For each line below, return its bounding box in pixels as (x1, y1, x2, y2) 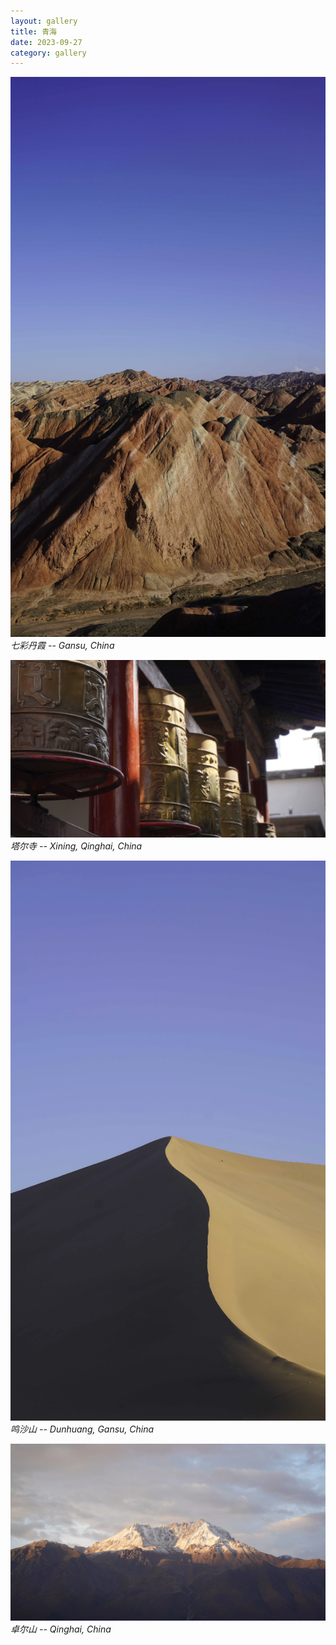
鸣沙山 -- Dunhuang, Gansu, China (10, 1423, 155, 1435)
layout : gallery (10, 16, 78, 26)
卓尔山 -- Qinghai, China (10, 1623, 112, 1635)
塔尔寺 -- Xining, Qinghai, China (10, 840, 143, 852)
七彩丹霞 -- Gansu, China (10, 640, 115, 652)
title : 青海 (10, 26, 57, 37)
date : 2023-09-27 (10, 37, 83, 47)
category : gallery (10, 48, 87, 58)
